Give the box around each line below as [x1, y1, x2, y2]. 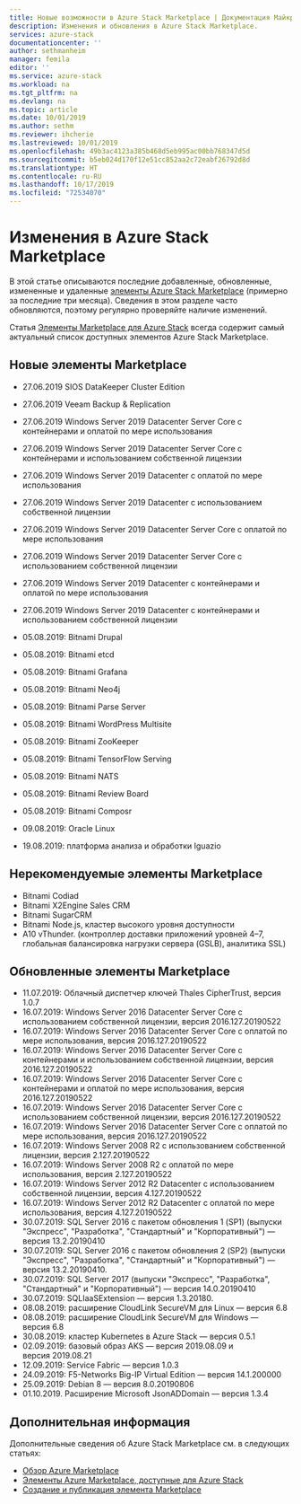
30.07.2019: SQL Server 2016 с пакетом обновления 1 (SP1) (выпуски [21, 1217, 282, 1227]
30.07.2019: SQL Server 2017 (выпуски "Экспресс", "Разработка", [21, 1274, 271, 1285]
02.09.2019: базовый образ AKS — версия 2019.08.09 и [21, 1341, 234, 1351]
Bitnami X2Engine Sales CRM [21, 900, 131, 910]
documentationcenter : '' [9, 38, 102, 48]
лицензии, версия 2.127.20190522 [21, 1150, 150, 1161]
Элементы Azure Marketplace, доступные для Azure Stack [21, 1474, 244, 1486]
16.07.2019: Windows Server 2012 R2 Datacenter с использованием [21, 1178, 275, 1190]
